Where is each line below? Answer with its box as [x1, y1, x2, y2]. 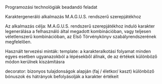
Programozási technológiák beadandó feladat [5, 4, 97, 10]
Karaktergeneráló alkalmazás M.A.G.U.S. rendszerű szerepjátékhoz [5, 14, 141, 19]
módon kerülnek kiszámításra [5, 59, 65, 64]
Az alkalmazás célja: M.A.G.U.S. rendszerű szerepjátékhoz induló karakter [5, 23, 155, 29]
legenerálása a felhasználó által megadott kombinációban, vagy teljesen [5, 28, 151, 34]
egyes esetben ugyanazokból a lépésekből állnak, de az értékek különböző [5, 54, 158, 59]
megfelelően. [5, 39, 32, 45]
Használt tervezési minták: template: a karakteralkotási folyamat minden [5, 49, 151, 54]
